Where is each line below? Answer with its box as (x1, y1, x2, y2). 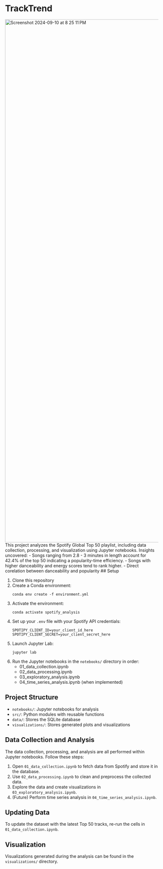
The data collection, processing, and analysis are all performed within (5, 748, 145, 754)
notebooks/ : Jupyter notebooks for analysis (12, 706, 99, 712)
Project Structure (5, 693, 58, 702)
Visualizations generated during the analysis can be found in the (5, 853, 134, 859)
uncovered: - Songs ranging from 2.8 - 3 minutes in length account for (5, 552, 146, 558)
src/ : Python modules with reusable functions (12, 711, 105, 717)
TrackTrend (5, 3, 53, 14)
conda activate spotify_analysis (12, 610, 80, 615)
